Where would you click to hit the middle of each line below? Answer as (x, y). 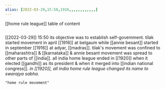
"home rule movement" (27, 83)
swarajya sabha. (22, 73)
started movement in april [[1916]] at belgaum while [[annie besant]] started (82, 43)
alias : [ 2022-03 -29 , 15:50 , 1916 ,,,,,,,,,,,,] (51, 10)
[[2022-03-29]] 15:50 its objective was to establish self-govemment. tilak (79, 37)
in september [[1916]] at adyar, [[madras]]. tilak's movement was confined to (83, 47)
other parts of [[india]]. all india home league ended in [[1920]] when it (76, 58)
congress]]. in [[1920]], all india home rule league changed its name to (77, 68)
